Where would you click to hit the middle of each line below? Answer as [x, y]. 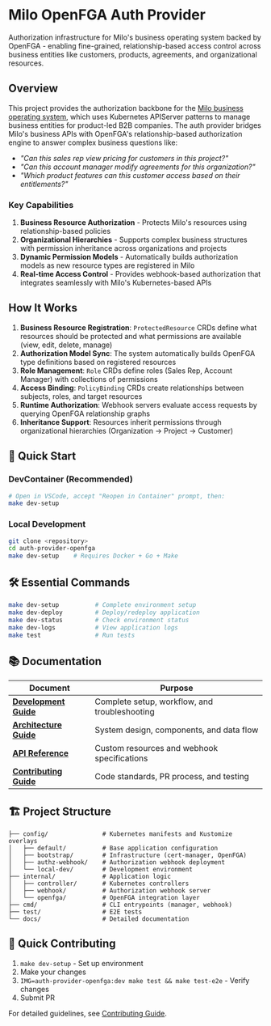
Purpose [177, 688]
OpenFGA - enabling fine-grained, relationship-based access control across [135, 45]
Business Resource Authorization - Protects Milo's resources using [133, 223]
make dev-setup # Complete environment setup [102, 605]
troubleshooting [125, 712]
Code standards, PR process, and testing [172, 777]
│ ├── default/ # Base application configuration [113, 848]
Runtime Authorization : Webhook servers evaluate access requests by [139, 405]
